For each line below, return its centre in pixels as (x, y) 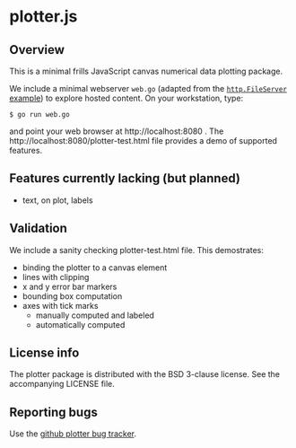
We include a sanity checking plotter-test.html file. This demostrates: (137, 250)
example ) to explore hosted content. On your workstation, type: (126, 98)
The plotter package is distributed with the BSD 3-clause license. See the (145, 374)
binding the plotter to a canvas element (95, 268)
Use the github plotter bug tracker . (73, 434)
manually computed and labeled (95, 315)
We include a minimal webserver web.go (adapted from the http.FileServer (148, 88)
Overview (37, 50)
